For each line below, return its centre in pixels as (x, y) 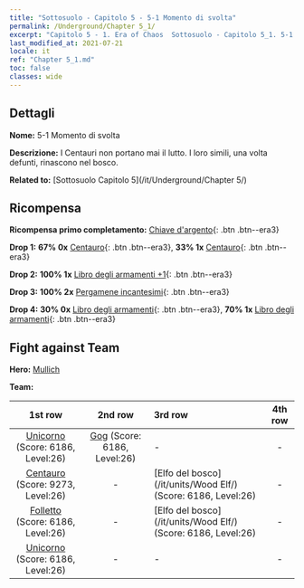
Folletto (46, 510)
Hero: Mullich (35, 370)
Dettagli (32, 114)
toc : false (30, 69)
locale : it (30, 52)
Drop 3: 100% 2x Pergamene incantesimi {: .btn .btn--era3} (120, 292)
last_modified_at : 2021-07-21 (66, 43)
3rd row (171, 415)
